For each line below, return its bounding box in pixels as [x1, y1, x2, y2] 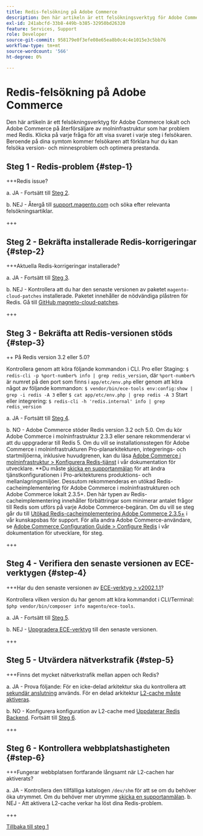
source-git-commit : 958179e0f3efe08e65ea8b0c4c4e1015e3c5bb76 [6, 37, 166, 43]
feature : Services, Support [6, 25, 77, 32]
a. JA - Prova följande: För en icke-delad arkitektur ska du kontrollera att [6, 683, 186, 690]
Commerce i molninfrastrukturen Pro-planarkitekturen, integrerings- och [6, 446, 186, 453]
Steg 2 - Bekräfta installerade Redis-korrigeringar [6, 237, 197, 247]
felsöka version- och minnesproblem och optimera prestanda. [6, 144, 160, 151]
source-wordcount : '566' [6, 48, 69, 55]
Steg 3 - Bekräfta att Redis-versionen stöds [6, 328, 173, 338]
